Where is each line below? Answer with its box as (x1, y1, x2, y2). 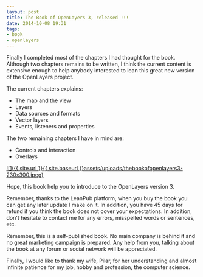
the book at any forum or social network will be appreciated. (6, 245, 157, 253)
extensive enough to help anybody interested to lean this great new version (6, 67, 195, 74)
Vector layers (15, 116, 49, 124)
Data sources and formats (15, 110, 81, 117)
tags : (6, 26, 20, 32)
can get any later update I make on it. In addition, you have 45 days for (6, 202, 183, 208)
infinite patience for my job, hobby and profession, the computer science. (6, 264, 190, 271)
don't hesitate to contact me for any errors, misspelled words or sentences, (6, 214, 195, 221)
